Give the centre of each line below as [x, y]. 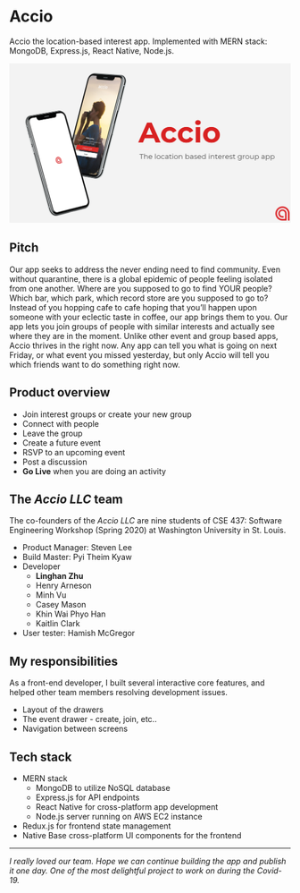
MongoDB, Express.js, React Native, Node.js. [92, 50]
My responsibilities [64, 661]
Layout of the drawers [63, 710]
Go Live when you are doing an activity [94, 471]
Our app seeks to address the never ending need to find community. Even [145, 269]
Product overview [60, 392]
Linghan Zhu [59, 576]
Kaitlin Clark [58, 624]
